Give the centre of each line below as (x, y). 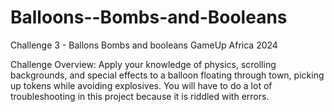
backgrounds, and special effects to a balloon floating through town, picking (167, 75)
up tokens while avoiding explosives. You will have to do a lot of (141, 85)
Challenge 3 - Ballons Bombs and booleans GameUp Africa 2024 (144, 45)
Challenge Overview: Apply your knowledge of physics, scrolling (143, 64)
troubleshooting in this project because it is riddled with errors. (140, 96)
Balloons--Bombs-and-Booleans (149, 17)
